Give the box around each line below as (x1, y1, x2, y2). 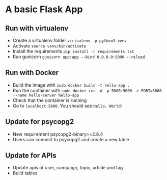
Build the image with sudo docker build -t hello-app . (12, 82, 130, 88)
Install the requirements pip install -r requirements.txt (12, 48, 134, 54)
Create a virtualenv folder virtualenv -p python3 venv (12, 37, 127, 43)
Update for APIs (5, 151, 57, 160)
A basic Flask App (5, 4, 83, 15)
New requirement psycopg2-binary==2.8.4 (12, 131, 103, 137)
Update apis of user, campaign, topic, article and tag (12, 165, 123, 171)
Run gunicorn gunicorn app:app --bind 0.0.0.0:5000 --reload (12, 54, 145, 60)
